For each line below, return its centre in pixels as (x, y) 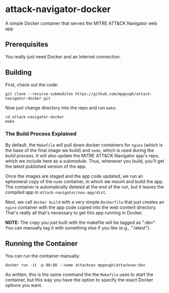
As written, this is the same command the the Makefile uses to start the (79, 274)
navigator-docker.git (28, 98)
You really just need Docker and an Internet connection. (63, 56)
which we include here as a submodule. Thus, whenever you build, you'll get (85, 161)
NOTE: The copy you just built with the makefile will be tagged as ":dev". (81, 222)
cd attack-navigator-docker (35, 117)
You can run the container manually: (43, 256)
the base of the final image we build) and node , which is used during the (80, 150)
